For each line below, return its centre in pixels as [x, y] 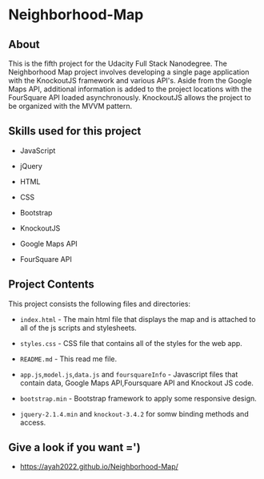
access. [33, 422]
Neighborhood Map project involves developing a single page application [129, 72]
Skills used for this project [75, 131]
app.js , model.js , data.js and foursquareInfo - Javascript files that [129, 374]
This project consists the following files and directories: [99, 304]
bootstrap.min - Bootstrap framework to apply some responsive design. [138, 398]
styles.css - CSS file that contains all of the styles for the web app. [131, 343]
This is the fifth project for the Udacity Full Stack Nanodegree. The [118, 63]
